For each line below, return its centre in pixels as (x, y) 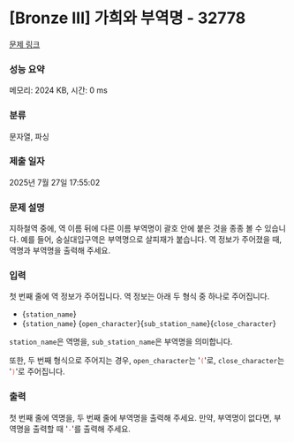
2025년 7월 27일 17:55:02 (55, 182)
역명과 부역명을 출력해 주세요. (60, 251)
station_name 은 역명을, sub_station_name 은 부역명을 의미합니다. (121, 342)
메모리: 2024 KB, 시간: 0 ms (58, 90)
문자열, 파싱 (30, 136)
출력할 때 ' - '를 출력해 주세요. (81, 429)
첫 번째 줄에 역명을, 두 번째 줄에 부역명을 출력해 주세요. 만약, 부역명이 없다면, (140, 417)
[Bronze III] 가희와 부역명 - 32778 (128, 18)
